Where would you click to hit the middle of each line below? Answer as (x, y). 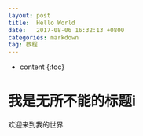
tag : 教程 (23, 45)
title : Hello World (42, 23)
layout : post (29, 15)
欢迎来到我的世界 (36, 125)
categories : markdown (44, 37)
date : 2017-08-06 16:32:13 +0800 (66, 30)
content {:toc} (42, 67)
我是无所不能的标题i (72, 101)
